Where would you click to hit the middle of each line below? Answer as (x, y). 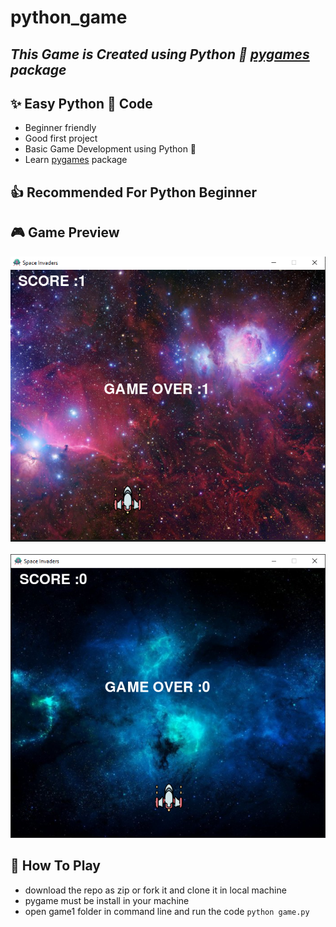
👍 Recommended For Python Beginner (134, 192)
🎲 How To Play (55, 866)
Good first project (61, 138)
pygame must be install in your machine (107, 900)
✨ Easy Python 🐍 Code (81, 103)
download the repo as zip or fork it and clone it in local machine (155, 890)
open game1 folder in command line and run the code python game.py (167, 911)
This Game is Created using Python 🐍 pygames (160, 54)
